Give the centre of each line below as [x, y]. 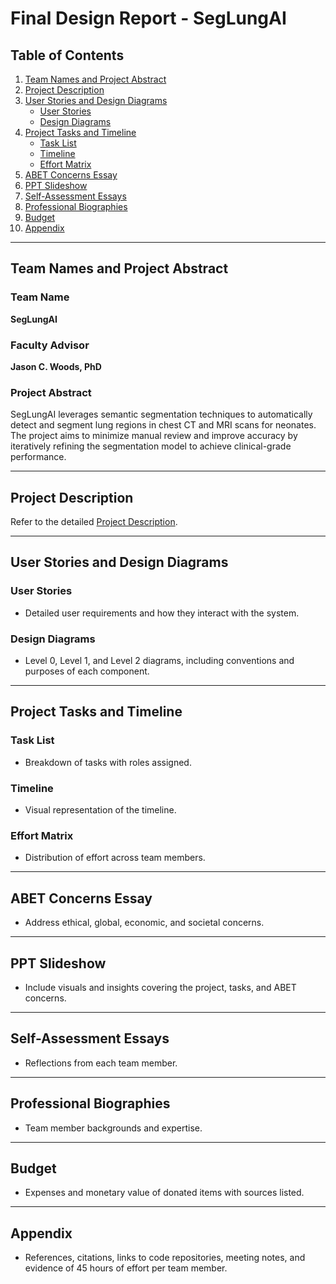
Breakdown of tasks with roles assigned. [108, 762]
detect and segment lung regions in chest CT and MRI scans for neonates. [163, 425]
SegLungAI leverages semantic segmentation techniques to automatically [161, 414]
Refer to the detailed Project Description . [94, 522]
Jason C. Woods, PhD [56, 366]
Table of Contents [67, 55]
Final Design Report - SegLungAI [148, 18]
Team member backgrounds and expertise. [113, 1128]
